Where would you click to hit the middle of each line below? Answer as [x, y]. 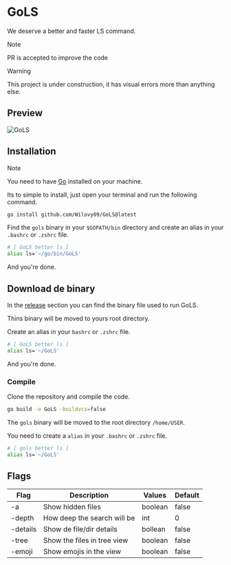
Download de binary [51, 288]
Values [155, 496]
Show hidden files [72, 507]
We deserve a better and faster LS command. [71, 31]
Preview [25, 113]
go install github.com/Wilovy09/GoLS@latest [72, 214]
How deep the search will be [89, 518]
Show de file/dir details [81, 529]
